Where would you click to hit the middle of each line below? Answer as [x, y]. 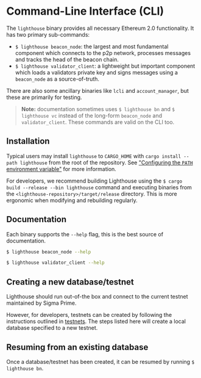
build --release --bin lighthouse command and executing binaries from [99, 187]
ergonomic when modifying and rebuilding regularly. [72, 200]
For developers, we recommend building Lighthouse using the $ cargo [94, 181]
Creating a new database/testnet [70, 282]
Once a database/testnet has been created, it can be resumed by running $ [100, 362]
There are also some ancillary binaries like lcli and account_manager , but [97, 90]
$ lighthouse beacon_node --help [49, 252]
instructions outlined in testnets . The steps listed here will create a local [96, 321]
